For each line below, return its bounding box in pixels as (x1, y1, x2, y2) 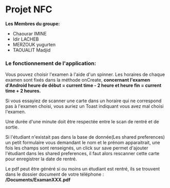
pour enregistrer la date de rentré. (5, 156, 77, 162)
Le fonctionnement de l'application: (5, 60, 97, 67)
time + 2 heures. (5, 88, 41, 94)
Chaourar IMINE (12, 30, 47, 36)
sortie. (5, 124, 19, 130)
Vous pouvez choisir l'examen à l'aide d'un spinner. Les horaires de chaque (5, 71, 165, 78)
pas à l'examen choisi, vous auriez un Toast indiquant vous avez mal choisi (5, 103, 164, 109)
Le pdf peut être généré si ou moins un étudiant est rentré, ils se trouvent (5, 166, 160, 172)
